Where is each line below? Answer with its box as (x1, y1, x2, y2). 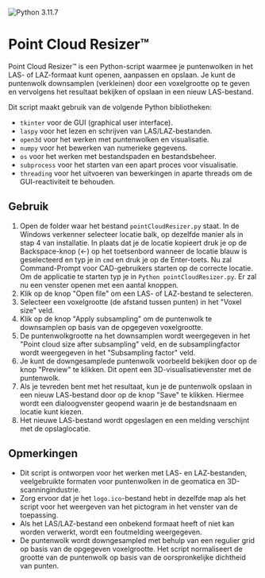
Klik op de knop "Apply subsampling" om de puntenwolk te (19, 314, 213, 324)
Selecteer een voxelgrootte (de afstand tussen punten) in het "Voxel (19, 297, 242, 306)
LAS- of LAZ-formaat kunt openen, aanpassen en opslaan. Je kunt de (8, 70, 236, 80)
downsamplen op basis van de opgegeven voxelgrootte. (19, 322, 204, 332)
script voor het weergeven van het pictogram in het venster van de (19, 502, 238, 511)
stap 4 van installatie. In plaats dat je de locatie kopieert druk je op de (19, 238, 248, 247)
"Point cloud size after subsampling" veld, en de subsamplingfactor (19, 339, 240, 349)
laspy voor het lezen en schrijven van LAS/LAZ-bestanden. (19, 126, 213, 135)
